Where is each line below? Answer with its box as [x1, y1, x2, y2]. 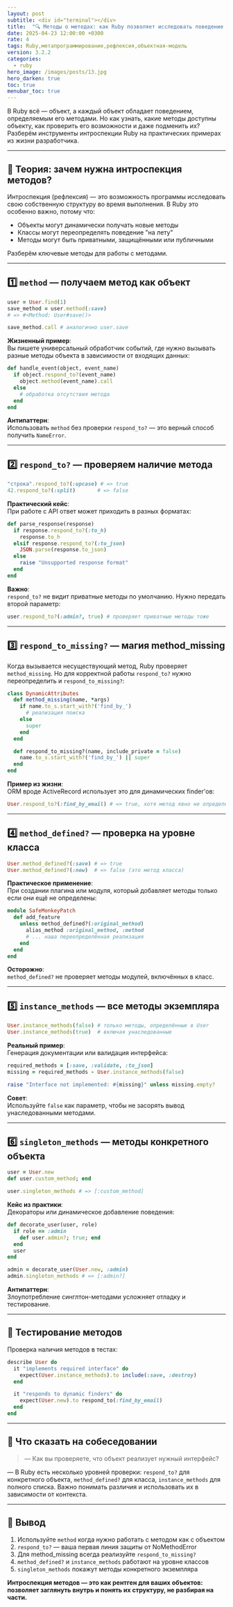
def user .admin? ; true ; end [19, 1234, 101, 1241]
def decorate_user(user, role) [7, 1221, 98, 1228]
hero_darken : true [7, 74, 60, 82]
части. [7, 1593, 28, 1601]
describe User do [7, 1359, 58, 1365]
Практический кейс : [7, 499, 69, 508]
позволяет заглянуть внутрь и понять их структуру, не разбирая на [7, 1585, 214, 1594]
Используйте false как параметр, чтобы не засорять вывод [7, 1101, 185, 1109]
